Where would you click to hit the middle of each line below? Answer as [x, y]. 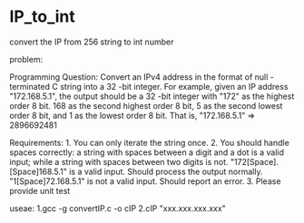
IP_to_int [42, 17]
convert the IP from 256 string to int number [92, 42]
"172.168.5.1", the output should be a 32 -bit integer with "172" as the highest [152, 96]
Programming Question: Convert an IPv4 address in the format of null [139, 77]
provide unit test [40, 190]
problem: [26, 59]
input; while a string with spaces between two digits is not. [119, 161]
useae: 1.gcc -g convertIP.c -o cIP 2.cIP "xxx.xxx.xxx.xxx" [118, 208]
